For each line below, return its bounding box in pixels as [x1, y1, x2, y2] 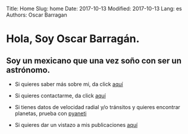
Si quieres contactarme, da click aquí [14, 92, 106, 99]
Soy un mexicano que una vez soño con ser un [6, 56, 181, 66]
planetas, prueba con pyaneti [14, 110, 87, 117]
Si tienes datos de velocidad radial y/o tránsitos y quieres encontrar [14, 104, 180, 110]
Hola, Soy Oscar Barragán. [6, 32, 140, 46]
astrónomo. [6, 65, 51, 75]
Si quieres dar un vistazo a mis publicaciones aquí [14, 122, 138, 128]
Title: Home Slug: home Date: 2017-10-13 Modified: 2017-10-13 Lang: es [6, 5, 183, 12]
